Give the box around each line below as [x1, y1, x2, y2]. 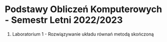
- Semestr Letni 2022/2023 [5, 14, 123, 26]
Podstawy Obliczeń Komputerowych [5, 4, 162, 15]
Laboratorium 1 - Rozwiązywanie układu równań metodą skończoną [12, 31, 154, 37]
